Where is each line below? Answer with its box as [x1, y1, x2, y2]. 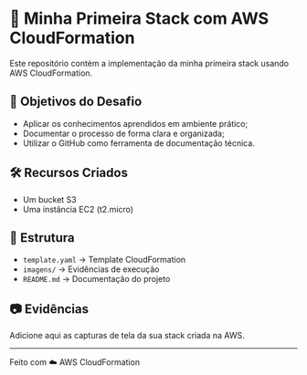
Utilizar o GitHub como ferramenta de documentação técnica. [22, 137, 256, 149]
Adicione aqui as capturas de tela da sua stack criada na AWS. [9, 330, 245, 341]
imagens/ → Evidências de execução [22, 264, 160, 275]
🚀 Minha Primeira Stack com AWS [9, 8, 270, 29]
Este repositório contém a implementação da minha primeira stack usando [9, 57, 290, 68]
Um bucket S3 [22, 193, 77, 204]
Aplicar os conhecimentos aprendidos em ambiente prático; [22, 118, 249, 129]
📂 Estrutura [9, 230, 75, 245]
